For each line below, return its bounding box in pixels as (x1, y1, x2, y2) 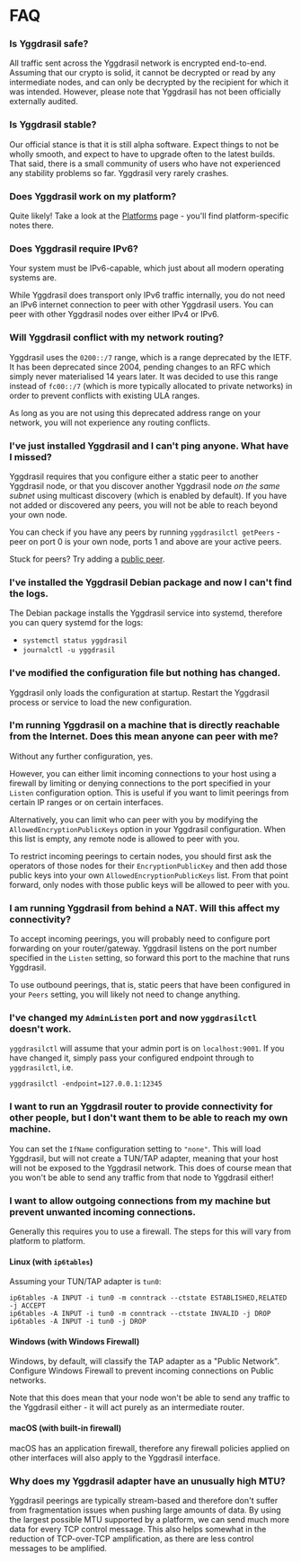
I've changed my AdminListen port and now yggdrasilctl (9, 1012, 258, 1025)
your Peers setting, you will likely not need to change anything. (9, 990, 241, 1000)
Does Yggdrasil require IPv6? (9, 243, 139, 254)
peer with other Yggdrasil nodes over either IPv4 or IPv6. (9, 309, 220, 320)
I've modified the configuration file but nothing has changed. (9, 667, 281, 679)
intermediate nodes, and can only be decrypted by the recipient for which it (9, 77, 289, 88)
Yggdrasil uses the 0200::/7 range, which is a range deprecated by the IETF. (9, 351, 292, 362)
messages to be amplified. (9, 1542, 108, 1553)
